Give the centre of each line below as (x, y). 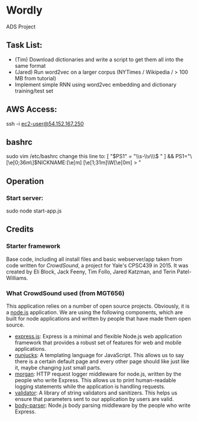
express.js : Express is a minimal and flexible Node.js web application (98, 337)
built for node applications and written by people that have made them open (98, 319)
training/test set (34, 91)
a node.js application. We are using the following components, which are (95, 312)
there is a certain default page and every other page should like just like (102, 361)
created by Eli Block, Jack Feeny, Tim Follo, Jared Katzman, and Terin (91, 272)
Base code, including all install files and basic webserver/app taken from (94, 259)
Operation (25, 181)
